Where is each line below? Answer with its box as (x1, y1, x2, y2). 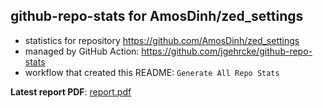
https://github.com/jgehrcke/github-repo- (141, 45, 313, 57)
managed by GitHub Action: (24, 45, 140, 57)
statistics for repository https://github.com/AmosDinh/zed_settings (24, 34, 300, 46)
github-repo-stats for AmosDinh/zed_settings (10, 8, 304, 25)
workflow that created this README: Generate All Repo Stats (24, 66, 280, 78)
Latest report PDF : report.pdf (10, 85, 132, 98)
